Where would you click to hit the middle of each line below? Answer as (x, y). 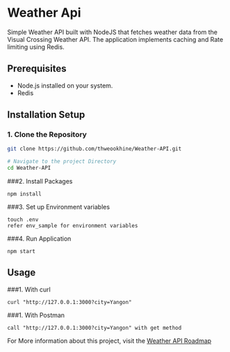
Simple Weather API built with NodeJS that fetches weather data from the (112, 32)
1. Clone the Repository (47, 135)
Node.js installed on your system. (65, 86)
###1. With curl (29, 289)
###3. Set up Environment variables (58, 207)
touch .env (23, 220)
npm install (24, 194)
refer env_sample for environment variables (73, 226)
